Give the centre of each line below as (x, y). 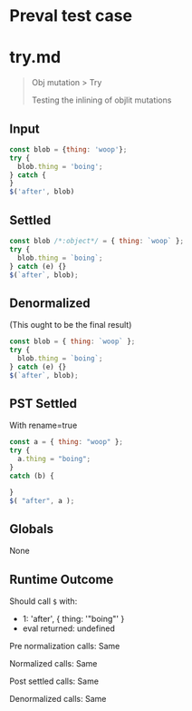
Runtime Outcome (62, 579)
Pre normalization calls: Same (65, 647)
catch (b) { (32, 476)
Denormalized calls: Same (58, 699)
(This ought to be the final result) (71, 325)
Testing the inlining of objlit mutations (101, 100)
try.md (35, 58)
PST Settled (43, 404)
